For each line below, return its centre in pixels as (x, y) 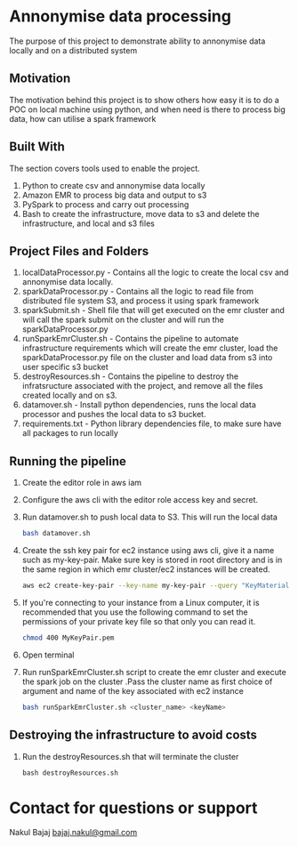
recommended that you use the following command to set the (135, 612)
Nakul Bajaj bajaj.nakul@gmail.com (73, 833)
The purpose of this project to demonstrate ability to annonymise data (137, 41)
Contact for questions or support (133, 808)
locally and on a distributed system (73, 50)
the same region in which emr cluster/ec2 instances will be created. (146, 569)
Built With (37, 147)
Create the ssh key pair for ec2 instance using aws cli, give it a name (148, 551)
